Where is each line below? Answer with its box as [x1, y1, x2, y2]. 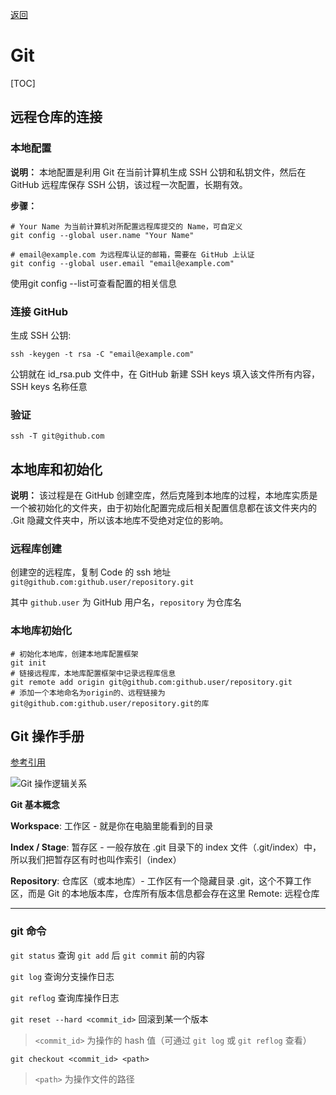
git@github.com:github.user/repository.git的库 [10, 698, 210, 708]
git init [10, 658, 47, 668]
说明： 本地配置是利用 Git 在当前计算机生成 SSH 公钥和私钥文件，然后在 [10, 166, 307, 178]
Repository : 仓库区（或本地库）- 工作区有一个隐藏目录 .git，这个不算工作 [10, 875, 312, 887]
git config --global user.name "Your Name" [10, 230, 195, 240]
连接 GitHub [10, 304, 69, 318]
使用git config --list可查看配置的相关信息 [10, 277, 177, 289]
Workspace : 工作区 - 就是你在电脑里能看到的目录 [10, 820, 214, 832]
